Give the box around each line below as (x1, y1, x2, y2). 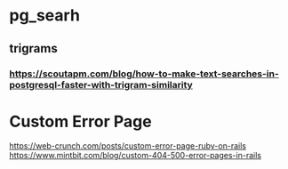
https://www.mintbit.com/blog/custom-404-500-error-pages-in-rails (9, 150, 262, 161)
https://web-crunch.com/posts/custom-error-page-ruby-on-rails (9, 141, 247, 151)
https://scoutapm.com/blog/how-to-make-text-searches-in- (9, 68, 280, 80)
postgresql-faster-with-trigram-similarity (9, 78, 193, 91)
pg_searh (9, 5, 80, 26)
